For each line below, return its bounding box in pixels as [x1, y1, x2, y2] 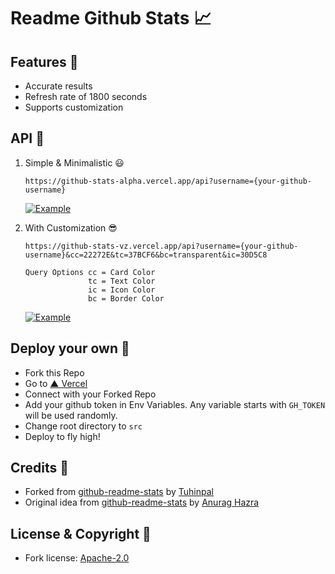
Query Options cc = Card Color [24, 267, 156, 277]
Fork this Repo [24, 366, 85, 379]
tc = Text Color [88, 276, 156, 286]
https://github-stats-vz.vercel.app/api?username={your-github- [24, 241, 299, 251]
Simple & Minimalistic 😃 [24, 156, 125, 169]
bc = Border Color [88, 293, 165, 304]
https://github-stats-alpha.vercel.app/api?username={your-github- [24, 176, 312, 186]
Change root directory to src [24, 420, 143, 432]
